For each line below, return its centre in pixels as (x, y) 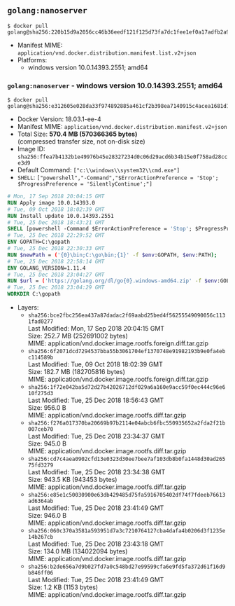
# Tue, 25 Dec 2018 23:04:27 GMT (56, 275)
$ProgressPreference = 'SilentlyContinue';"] (85, 184)
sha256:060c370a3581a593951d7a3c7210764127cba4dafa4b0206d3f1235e (127, 531)
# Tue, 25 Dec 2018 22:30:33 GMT (56, 249)
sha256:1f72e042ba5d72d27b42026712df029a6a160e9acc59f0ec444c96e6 (127, 387)
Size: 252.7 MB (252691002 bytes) (78, 336)
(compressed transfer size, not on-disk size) (81, 142)
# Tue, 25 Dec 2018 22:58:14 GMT (56, 261)
